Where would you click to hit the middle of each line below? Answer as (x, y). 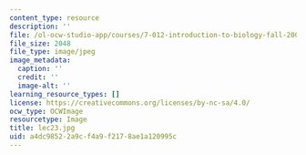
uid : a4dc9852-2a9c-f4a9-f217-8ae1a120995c (93, 137)
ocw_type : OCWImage (46, 111)
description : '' (40, 26)
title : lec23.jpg (42, 129)
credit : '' (38, 77)
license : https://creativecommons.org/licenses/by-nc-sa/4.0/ (130, 103)
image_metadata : (40, 60)
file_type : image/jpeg (52, 52)
